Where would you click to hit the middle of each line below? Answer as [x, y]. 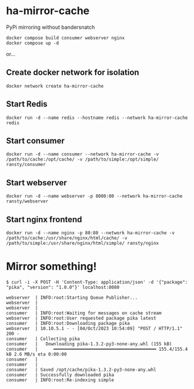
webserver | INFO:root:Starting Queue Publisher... [72, 297]
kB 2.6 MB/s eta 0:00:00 [36, 354]
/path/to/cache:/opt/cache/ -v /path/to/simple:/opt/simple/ [83, 159]
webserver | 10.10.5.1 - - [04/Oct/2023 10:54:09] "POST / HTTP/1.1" [94, 328]
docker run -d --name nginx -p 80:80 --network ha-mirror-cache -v [91, 233]
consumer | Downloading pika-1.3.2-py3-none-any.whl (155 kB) [89, 344]
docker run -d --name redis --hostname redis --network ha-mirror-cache [97, 118]
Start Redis [27, 104]
